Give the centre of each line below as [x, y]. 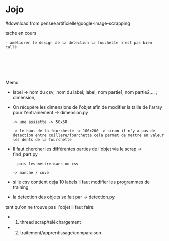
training [20, 187]
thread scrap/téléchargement [50, 222]
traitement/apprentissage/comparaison [61, 233]
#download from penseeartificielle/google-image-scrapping [68, 23]
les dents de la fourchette [42, 139]
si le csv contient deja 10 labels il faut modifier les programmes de [81, 182]
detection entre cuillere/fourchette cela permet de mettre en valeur [88, 135]
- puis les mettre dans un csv [45, 164]
